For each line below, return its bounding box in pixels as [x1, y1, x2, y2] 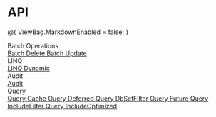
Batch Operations [7, 41, 59, 50]
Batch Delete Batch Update [7, 49, 87, 57]
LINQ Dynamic [7, 64, 50, 72]
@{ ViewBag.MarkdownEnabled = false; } [7, 28, 129, 36]
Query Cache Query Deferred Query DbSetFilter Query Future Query [7, 94, 209, 103]
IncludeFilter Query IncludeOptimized [7, 101, 118, 110]
